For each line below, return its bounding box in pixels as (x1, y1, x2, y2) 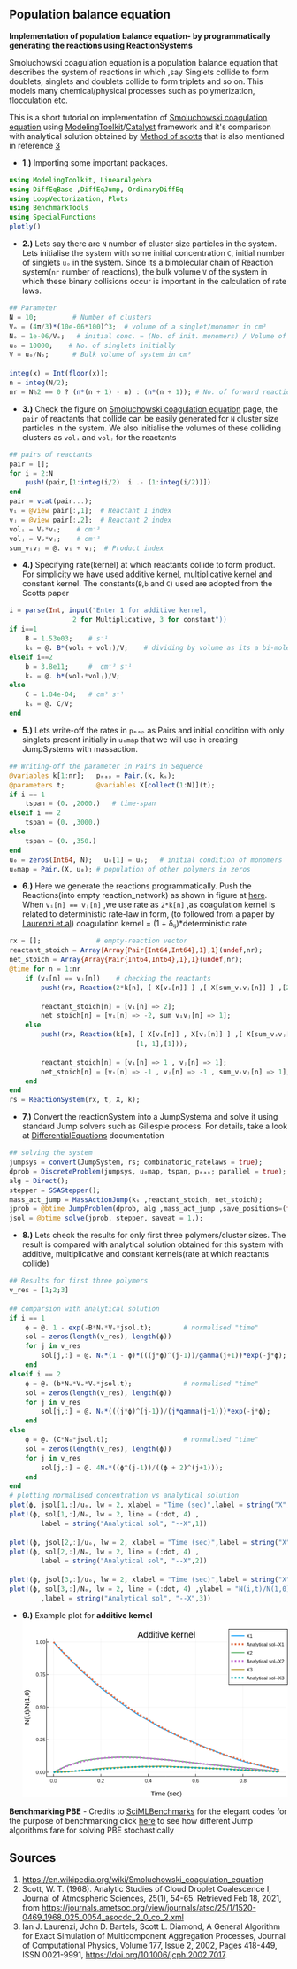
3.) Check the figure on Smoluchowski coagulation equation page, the (21, 403, 278, 415)
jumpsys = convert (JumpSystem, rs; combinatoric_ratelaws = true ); (9, 1158, 263, 1167)
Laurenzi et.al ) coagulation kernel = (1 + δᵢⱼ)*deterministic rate (21, 919, 247, 929)
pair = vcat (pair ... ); (9, 497, 93, 506)
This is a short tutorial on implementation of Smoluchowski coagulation (9, 112, 268, 122)
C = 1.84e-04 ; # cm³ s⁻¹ (25, 690, 125, 699)
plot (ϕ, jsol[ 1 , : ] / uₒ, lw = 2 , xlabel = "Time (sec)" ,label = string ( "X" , (9, 1500, 291, 1509)
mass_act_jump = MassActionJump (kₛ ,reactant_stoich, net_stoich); (9, 1195, 263, 1204)
